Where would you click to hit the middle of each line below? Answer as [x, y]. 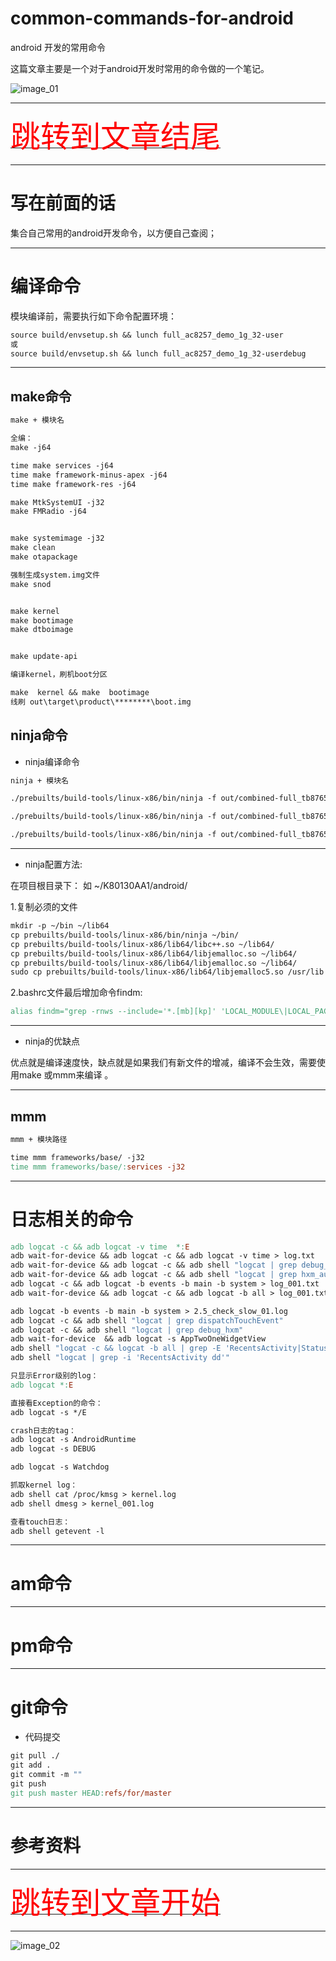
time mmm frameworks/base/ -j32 [77, 1157]
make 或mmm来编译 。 [66, 1075]
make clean [33, 548]
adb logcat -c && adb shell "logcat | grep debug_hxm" [127, 1330]
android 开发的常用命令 [58, 47]
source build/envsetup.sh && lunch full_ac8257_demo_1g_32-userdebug [158, 353]
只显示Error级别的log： [54, 1376]
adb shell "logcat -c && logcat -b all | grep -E [116, 1348]
